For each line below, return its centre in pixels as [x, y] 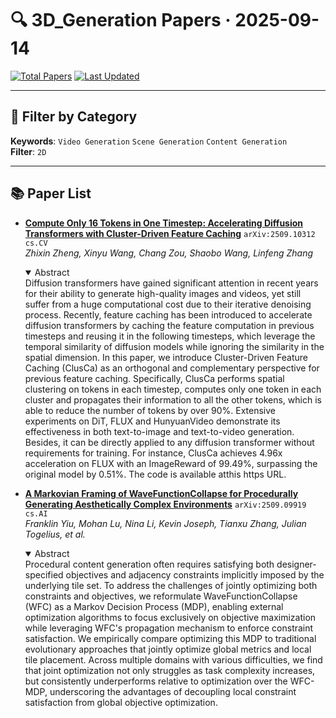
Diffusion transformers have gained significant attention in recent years [171, 283]
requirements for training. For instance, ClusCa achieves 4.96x [153, 453]
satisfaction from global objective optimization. [121, 702]
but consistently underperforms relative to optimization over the [156, 681]
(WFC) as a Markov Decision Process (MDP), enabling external [154, 606]
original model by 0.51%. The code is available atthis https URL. [155, 474]
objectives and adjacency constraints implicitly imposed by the [195, 574]
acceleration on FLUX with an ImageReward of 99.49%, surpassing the [171, 463]
